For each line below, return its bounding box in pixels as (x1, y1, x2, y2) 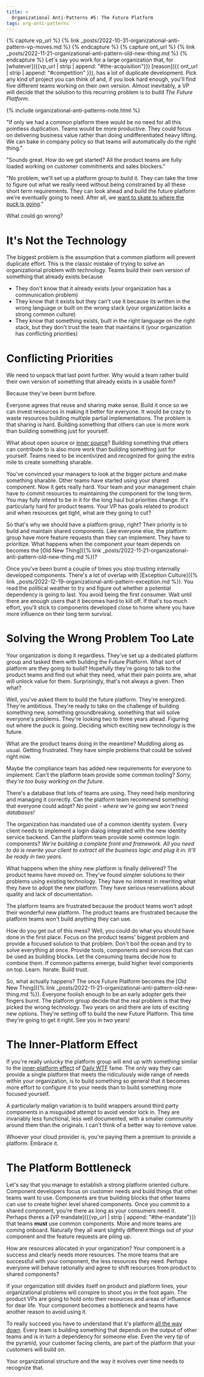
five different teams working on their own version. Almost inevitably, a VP (6, 82, 190, 89)
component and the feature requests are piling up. (6, 1233, 132, 1240)
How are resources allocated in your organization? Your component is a (6, 1245, 185, 1252)
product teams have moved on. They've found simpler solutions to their (6, 871, 185, 879)
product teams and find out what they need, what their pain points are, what (6, 671, 197, 678)
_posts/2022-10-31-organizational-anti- (81, 37, 180, 44)
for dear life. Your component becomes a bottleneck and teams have (6, 1302, 178, 1309)
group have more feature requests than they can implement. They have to (6, 534, 191, 542)
